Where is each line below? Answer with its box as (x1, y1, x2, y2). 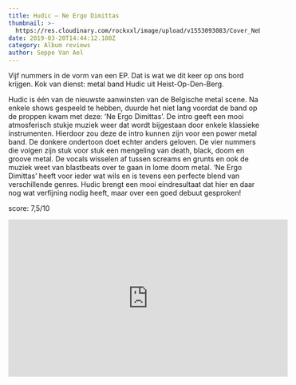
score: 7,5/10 (8, 204, 50, 212)
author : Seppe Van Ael (8, 49, 84, 57)
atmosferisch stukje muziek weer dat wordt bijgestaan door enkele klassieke (8, 121, 260, 129)
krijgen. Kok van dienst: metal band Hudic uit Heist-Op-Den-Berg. (8, 79, 225, 89)
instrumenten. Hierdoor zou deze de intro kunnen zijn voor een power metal (8, 129, 258, 138)
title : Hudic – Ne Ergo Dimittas (8, 11, 120, 20)
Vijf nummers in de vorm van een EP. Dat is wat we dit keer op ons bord (8, 71, 244, 80)
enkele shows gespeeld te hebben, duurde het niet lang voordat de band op (8, 103, 258, 113)
